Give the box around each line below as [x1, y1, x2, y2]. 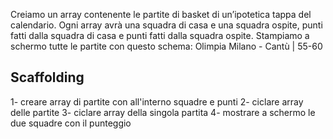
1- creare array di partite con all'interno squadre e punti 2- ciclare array [10, 95, 304, 108]
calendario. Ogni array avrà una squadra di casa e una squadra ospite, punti [10, 19, 323, 31]
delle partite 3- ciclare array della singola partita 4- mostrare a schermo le [10, 106, 316, 118]
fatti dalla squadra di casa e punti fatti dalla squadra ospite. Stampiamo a [10, 30, 310, 41]
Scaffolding [10, 69, 85, 86]
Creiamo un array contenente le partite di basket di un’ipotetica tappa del [10, 9, 312, 20]
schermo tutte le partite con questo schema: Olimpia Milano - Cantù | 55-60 [10, 40, 323, 52]
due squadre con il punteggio [10, 117, 132, 129]
